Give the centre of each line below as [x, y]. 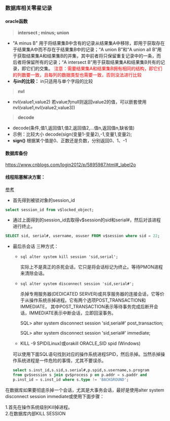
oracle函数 [16, 21]
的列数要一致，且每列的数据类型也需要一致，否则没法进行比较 [77, 75]
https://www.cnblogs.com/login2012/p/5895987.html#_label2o [71, 165]
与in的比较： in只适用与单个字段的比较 [53, 81]
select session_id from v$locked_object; [50, 210]
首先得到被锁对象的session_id [44, 200]
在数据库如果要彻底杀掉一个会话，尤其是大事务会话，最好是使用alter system [85, 390]
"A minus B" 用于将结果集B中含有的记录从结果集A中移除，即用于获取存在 [89, 43]
